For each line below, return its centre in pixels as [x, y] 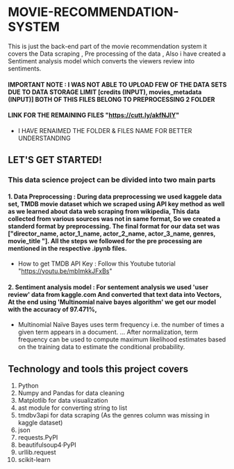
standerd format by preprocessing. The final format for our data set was [114, 226]
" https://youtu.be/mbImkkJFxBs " [65, 271]
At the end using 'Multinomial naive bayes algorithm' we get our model [112, 302]
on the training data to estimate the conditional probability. [101, 347]
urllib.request [37, 452]
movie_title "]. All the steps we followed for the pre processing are [105, 240]
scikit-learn [34, 460]
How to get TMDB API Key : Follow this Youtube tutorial [97, 264]
